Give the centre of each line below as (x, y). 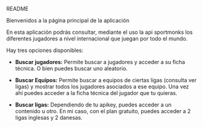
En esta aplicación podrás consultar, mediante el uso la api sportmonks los (99, 32)
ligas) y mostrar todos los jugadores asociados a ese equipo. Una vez (102, 86)
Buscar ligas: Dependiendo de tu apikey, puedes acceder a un (93, 105)
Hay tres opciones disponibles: (45, 50)
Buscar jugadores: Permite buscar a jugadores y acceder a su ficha (100, 62)
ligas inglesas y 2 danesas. (49, 118)
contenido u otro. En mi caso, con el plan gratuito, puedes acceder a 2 (103, 111)
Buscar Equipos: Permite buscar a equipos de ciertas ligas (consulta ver (106, 80)
